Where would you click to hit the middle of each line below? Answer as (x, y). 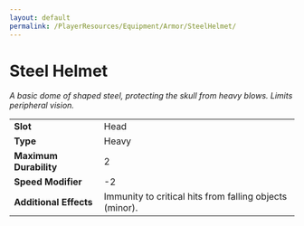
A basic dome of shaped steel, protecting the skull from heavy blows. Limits (151, 96)
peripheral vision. (42, 106)
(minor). (121, 208)
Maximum (36, 156)
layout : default (40, 18)
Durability (36, 167)
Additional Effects (53, 202)
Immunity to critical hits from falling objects (195, 197)
